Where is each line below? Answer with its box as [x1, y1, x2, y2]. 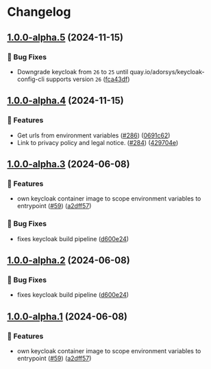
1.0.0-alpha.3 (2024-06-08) [7, 158, 130, 170]
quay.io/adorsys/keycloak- [129, 67, 205, 76]
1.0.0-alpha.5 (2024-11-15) [7, 32, 123, 43]
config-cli [16, 75, 45, 83]
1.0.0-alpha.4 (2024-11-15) [7, 95, 125, 107]
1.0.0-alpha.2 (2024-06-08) [7, 254, 130, 266]
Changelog [7, 4, 71, 20]
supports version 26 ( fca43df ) [45, 75, 130, 83]
